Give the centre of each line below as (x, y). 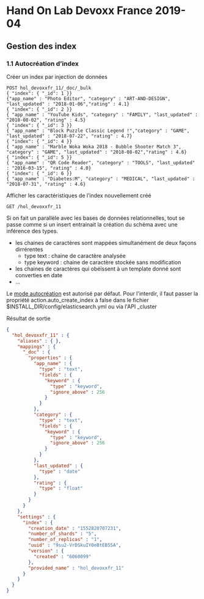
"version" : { (46, 551)
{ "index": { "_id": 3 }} (39, 125)
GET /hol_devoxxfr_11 (34, 206)
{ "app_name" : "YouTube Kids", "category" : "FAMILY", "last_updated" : (102, 114)
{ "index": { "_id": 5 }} (39, 157)
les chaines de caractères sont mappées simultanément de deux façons (106, 242)
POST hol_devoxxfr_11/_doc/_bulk (49, 88)
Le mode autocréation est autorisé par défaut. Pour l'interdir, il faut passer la (102, 293)
